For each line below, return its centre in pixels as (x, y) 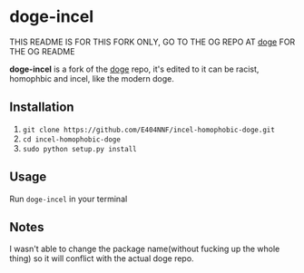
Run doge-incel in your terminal (69, 199)
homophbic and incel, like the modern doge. (92, 78)
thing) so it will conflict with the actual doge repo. (102, 258)
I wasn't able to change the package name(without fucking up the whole (145, 249)
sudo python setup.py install (80, 149)
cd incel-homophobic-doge (71, 139)
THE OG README (42, 51)
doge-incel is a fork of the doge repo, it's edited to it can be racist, (134, 69)
